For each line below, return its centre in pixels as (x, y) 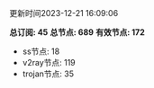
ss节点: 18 (41, 51)
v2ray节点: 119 (49, 62)
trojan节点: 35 (48, 74)
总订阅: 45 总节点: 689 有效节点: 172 (77, 32)
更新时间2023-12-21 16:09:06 (64, 13)
